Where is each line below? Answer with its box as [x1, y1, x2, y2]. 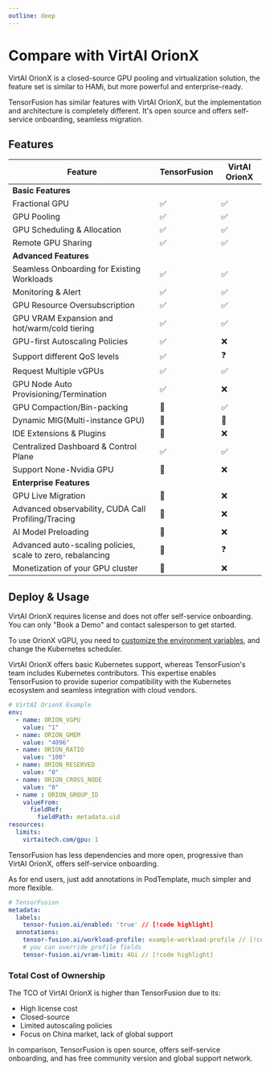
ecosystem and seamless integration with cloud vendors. [8, 686, 198, 695]
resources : [8, 821, 45, 829]
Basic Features [12, 185, 71, 196]
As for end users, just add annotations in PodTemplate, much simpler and [8, 874, 252, 884]
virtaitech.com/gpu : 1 [22, 835, 99, 843]
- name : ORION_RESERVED [15, 761, 95, 769]
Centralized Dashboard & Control [12, 441, 137, 452]
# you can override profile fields [22, 943, 142, 952]
